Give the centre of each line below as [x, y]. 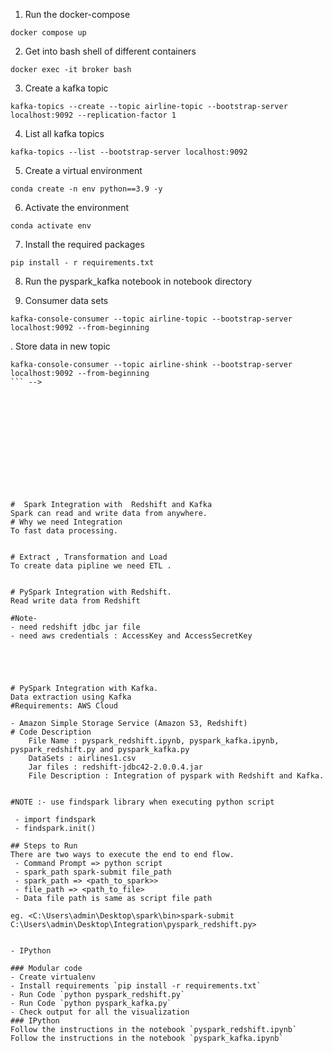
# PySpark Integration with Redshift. [91, 592]
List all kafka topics [64, 133]
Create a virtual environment [83, 170]
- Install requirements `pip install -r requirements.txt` [136, 986]
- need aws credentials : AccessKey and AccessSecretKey [131, 636]
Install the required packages [84, 244]
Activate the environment [77, 207]
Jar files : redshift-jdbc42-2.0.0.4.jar [115, 767]
